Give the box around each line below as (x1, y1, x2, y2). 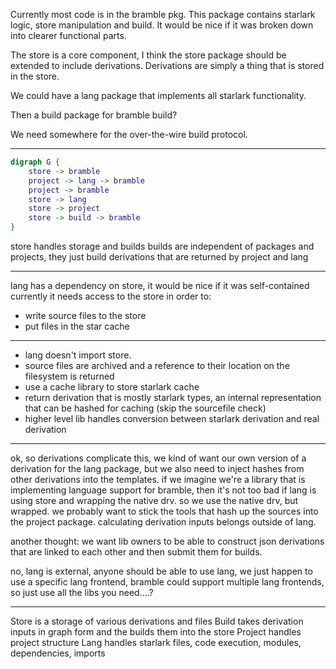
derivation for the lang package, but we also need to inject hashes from (10, 463, 305, 474)
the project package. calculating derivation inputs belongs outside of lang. (10, 516, 317, 528)
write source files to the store (24, 310, 147, 321)
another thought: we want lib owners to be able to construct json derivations (10, 535, 325, 547)
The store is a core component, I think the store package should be (10, 49, 287, 61)
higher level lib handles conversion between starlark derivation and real (24, 413, 320, 424)
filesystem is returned (24, 370, 115, 382)
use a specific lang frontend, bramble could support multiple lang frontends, (10, 576, 325, 588)
